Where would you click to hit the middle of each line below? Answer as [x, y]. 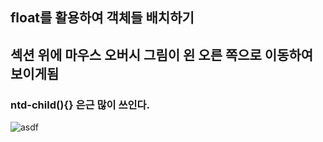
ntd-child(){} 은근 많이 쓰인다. [80, 105]
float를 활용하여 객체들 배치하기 [102, 18]
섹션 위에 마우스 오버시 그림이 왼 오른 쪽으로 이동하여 [162, 54]
